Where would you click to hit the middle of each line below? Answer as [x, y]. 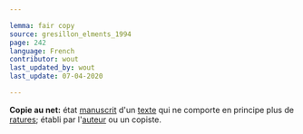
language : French [42, 51]
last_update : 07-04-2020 [56, 77]
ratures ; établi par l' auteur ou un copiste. [85, 120]
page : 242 [28, 43]
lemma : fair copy [42, 25]
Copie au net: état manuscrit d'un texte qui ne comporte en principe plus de [152, 110]
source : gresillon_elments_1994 [70, 34]
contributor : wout [44, 60]
